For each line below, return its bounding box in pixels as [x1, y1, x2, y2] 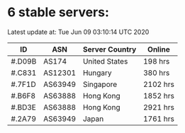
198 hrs [142, 56, 170, 66]
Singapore [82, 79, 118, 89]
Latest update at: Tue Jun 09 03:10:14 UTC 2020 [7, 28, 150, 36]
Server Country [82, 44, 137, 54]
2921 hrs [142, 102, 175, 112]
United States [82, 56, 128, 66]
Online [147, 44, 170, 54]
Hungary [82, 68, 112, 78]
